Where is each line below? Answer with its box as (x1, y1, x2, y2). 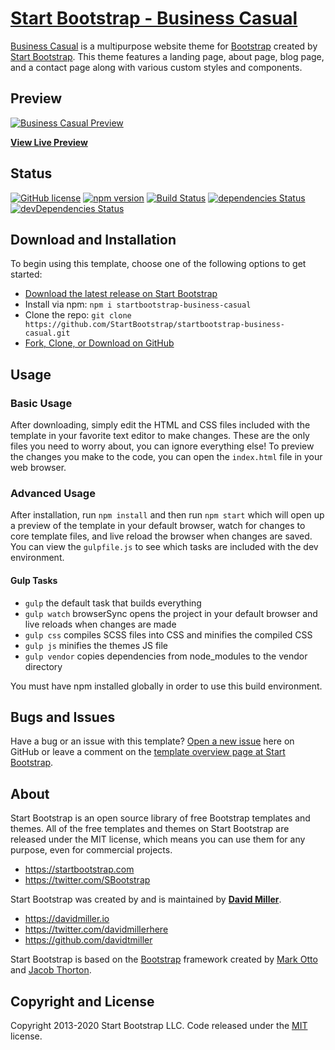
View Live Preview (10, 136, 88, 148)
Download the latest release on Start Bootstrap (24, 288, 218, 300)
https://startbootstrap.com (24, 863, 135, 876)
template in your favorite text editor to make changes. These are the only (10, 430, 310, 442)
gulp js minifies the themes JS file (24, 639, 169, 651)
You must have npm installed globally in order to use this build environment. (10, 680, 323, 692)
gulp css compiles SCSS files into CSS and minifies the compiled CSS (24, 628, 313, 641)
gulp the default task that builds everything (24, 597, 202, 609)
